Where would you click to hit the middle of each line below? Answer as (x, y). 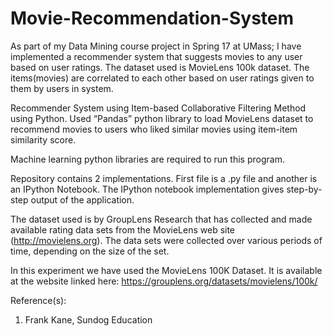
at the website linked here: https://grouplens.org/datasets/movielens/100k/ (164, 281)
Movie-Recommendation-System (152, 18)
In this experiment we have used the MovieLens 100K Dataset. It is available (166, 270)
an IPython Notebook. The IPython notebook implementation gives (147, 189)
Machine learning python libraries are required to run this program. (147, 159)
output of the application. (82, 199)
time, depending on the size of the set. (90, 251)
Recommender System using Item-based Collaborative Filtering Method (158, 108)
